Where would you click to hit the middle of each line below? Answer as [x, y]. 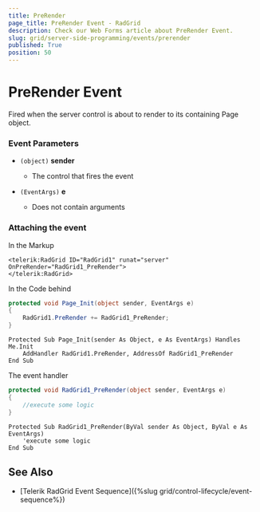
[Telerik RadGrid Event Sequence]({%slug [89, 491]
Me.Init [21, 347]
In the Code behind [40, 289]
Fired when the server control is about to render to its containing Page [124, 114]
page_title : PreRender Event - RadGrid [75, 23]
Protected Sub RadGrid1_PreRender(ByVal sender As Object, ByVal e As [128, 427]
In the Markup [31, 245]
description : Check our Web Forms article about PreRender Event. [121, 30]
